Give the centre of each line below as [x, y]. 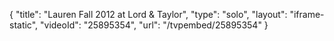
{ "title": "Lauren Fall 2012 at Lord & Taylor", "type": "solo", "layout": [148, 14]
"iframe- [307, 14]
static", [24, 25]
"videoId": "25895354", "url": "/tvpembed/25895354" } [154, 25]
